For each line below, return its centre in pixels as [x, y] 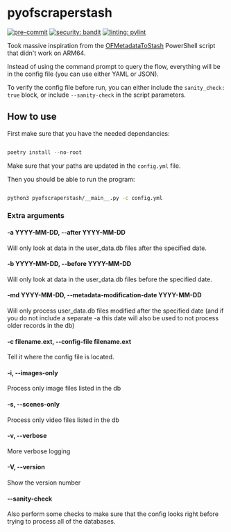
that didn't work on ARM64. [46, 53]
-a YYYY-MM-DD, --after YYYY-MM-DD [67, 233]
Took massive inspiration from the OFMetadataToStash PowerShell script [111, 45]
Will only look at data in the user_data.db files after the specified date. [107, 248]
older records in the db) [41, 326]
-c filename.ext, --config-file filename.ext [69, 341]
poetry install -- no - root [44, 152]
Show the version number [44, 483]
